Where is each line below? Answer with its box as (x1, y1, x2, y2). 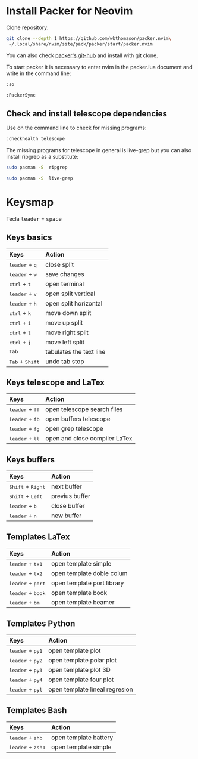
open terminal (45, 279, 84, 288)
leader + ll (9, 434, 40, 443)
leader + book (9, 589, 46, 597)
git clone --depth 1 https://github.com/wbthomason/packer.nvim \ (6, 35, 171, 41)
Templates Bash (6, 705, 67, 715)
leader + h (9, 299, 37, 307)
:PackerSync (6, 92, 36, 98)
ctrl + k (9, 308, 32, 317)
